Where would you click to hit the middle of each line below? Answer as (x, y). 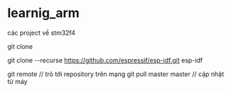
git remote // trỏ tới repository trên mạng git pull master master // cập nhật (116, 74)
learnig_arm (43, 13)
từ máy (17, 81)
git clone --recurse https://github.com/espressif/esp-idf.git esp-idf (105, 60)
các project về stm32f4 (42, 33)
